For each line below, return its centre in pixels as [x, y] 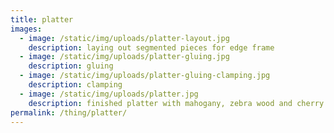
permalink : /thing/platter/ [69, 112]
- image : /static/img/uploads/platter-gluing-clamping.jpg [145, 76]
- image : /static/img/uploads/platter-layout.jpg [124, 38]
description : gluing [71, 66]
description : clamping [75, 85]
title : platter [42, 19]
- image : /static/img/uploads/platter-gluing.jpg [124, 57]
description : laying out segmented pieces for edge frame [151, 47]
